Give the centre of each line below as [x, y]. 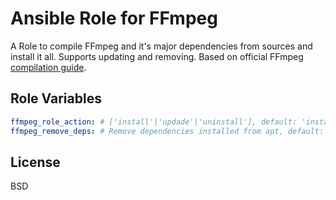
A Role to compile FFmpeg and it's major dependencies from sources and [161, 46]
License [35, 162]
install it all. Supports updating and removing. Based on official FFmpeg [157, 56]
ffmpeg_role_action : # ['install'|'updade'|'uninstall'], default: [154, 122]
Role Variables [56, 98]
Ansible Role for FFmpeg [114, 18]
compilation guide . [48, 67]
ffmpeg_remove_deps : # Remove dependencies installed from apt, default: [167, 131]
